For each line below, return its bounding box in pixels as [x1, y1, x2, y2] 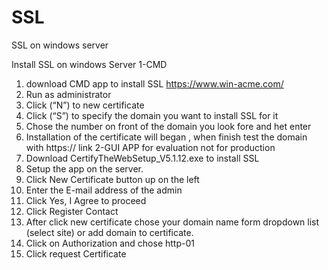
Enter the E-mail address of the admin [25, 184, 183, 196]
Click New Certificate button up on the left [25, 173, 200, 185]
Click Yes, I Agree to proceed [25, 194, 147, 206]
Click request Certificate [25, 247, 127, 260]
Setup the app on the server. [25, 162, 144, 175]
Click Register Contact [25, 205, 119, 217]
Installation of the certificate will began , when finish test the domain [25, 131, 308, 143]
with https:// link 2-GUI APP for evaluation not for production [25, 141, 276, 153]
